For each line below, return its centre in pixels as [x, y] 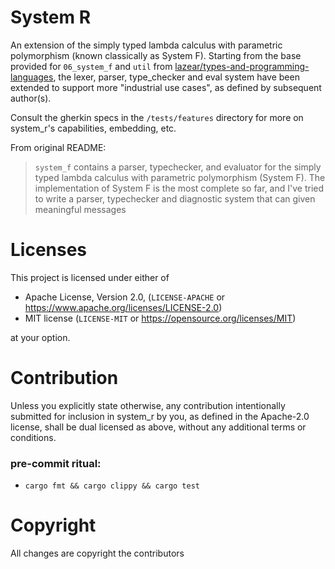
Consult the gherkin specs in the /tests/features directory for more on [157, 117]
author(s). [31, 98]
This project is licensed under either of [90, 277]
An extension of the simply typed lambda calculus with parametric [146, 45]
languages [32, 77]
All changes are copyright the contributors [97, 553]
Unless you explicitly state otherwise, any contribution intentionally [148, 405]
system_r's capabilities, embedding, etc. [93, 128]
